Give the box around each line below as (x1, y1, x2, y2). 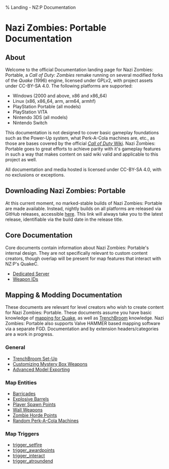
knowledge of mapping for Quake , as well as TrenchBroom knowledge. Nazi (5, 315, 164, 321)
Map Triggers (5, 430, 40, 437)
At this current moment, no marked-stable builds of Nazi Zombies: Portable (5, 200, 162, 206)
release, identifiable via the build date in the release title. (5, 216, 123, 222)
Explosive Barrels (12, 396, 49, 402)
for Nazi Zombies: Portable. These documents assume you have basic (5, 310, 152, 316)
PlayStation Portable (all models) (12, 104, 81, 109)
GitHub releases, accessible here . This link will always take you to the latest (5, 211, 163, 217)
